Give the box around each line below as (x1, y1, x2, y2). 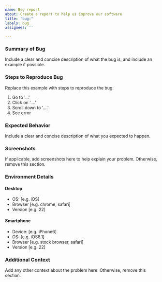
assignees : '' (5, 25, 34, 30)
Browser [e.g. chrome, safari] (12, 201, 71, 207)
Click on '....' (12, 99, 37, 105)
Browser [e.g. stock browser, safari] (12, 239, 84, 245)
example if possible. (5, 62, 45, 68)
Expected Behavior (5, 122, 51, 129)
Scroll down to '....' (12, 105, 49, 110)
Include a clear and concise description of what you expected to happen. (5, 133, 151, 139)
